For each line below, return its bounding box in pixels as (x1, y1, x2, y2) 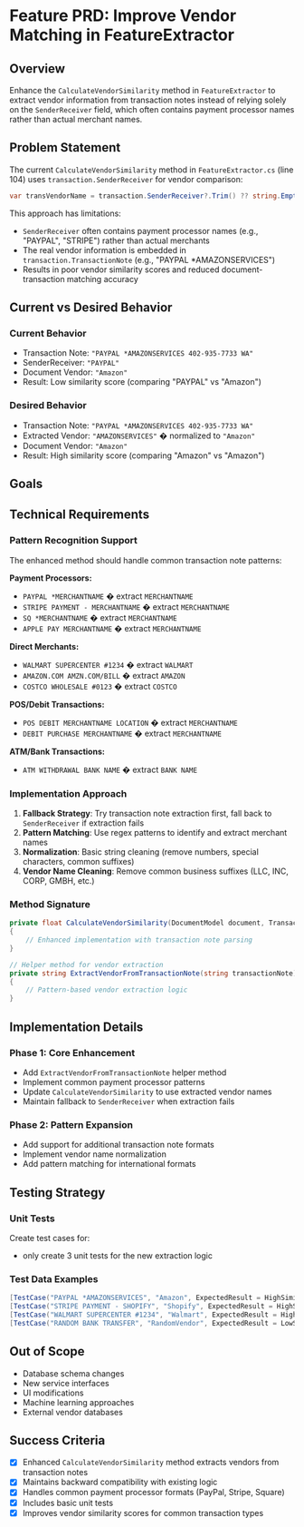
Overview (9, 61, 66, 76)
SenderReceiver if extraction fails (22, 817, 145, 828)
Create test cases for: (9, 1232, 90, 1243)
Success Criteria (9, 1433, 106, 1448)
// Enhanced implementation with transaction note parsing (25, 935, 253, 945)
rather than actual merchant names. (9, 114, 143, 124)
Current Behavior (9, 328, 88, 339)
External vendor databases (22, 1406, 124, 1417)
